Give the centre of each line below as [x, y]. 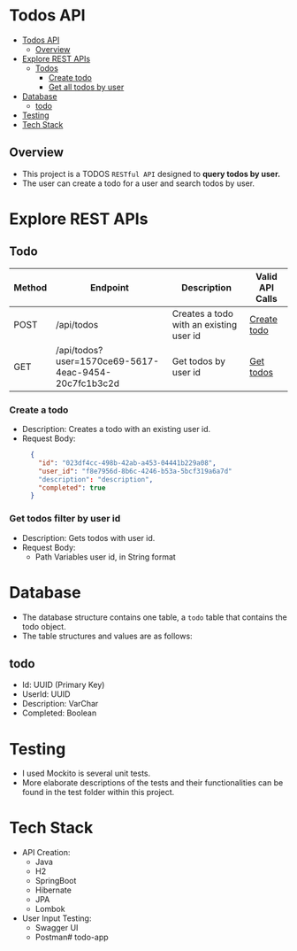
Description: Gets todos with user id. [88, 537]
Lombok [50, 909]
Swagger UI [57, 928]
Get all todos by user [86, 87]
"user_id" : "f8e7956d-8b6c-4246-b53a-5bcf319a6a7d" [135, 471]
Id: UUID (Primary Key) [63, 685]
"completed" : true [72, 488]
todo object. [44, 626]
